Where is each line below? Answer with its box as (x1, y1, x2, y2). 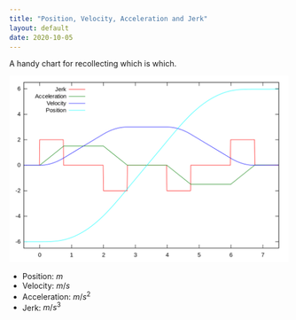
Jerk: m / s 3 (21, 300, 61, 313)
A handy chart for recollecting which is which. (9, 59, 177, 69)
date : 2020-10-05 (9, 33, 74, 42)
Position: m (21, 271, 64, 282)
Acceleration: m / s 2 (21, 290, 91, 301)
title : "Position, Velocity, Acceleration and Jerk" (9, 14, 208, 23)
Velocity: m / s (21, 280, 71, 292)
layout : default (9, 23, 69, 33)
